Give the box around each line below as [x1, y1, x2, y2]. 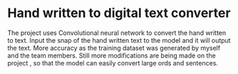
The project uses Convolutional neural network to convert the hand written [7, 28, 227, 37]
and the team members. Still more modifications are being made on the [7, 51, 216, 60]
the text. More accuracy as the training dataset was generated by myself [7, 43, 221, 52]
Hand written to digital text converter [7, 5, 231, 21]
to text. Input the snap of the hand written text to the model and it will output [7, 36, 231, 44]
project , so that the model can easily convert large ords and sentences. [7, 58, 219, 67]
